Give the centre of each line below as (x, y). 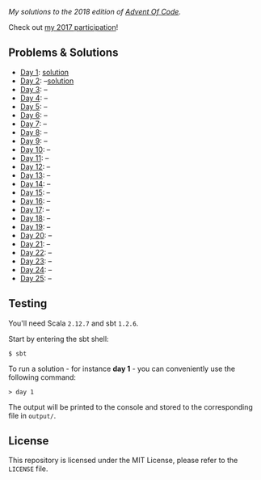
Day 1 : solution (44, 72)
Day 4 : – (34, 98)
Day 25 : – (36, 278)
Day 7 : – (33, 124)
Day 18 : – (35, 218)
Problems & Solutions (63, 53)
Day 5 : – (34, 106)
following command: (42, 377)
